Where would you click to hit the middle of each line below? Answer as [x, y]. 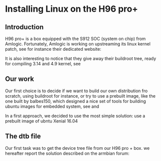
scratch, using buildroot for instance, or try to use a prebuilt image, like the [80, 96]
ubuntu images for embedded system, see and [52, 106]
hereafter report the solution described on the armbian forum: [67, 153]
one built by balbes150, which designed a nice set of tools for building [76, 101]
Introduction [24, 27]
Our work [20, 79]
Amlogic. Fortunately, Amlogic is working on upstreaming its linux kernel [78, 44]
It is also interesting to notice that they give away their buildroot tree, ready [81, 59]
